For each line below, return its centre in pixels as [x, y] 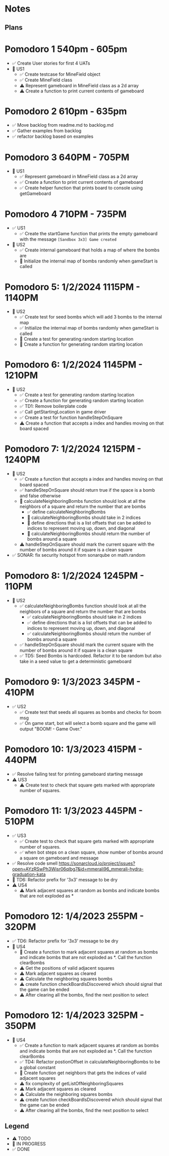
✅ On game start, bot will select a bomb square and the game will [88, 723]
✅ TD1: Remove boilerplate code [53, 406]
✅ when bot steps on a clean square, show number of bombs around [91, 852]
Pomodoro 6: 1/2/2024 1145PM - [74, 365]
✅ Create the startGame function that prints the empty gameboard [88, 234]
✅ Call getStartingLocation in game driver [63, 412]
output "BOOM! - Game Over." [51, 729]
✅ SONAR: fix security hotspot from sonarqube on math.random [79, 555]
